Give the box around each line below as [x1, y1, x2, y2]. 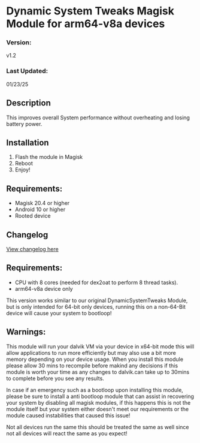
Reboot [14, 160, 33, 167]
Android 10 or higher [14, 206, 66, 213]
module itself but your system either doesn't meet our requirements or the [6, 405, 189, 412]
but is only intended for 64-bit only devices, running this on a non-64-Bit [6, 303, 186, 310]
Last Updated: [6, 67, 49, 76]
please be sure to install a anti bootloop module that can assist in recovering [6, 393, 195, 400]
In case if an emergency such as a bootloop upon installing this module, [6, 386, 184, 393]
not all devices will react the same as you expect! [6, 430, 128, 437]
